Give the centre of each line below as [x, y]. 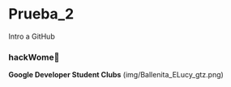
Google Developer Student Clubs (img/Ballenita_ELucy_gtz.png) [116, 75]
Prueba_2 [41, 14]
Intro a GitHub [32, 36]
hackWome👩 [34, 57]
